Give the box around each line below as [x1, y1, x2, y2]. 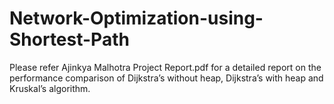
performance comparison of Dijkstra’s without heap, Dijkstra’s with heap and [9, 72, 324, 84]
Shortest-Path [9, 28, 130, 51]
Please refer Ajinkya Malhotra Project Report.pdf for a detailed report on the [9, 61, 322, 73]
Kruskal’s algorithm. [9, 82, 91, 94]
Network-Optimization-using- [9, 7, 264, 30]
